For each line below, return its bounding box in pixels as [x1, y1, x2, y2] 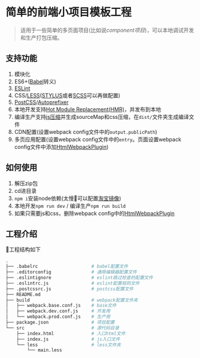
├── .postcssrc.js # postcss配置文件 [5, 286, 134, 292]
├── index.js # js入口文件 [16, 336, 120, 342]
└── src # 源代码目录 [5, 325, 119, 331]
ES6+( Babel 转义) [14, 77, 56, 85]
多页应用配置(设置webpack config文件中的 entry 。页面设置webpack [14, 136, 181, 143]
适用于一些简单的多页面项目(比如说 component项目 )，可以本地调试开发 [20, 26, 194, 34]
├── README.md [5, 291, 41, 297]
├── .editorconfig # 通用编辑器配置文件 [5, 269, 137, 275]
